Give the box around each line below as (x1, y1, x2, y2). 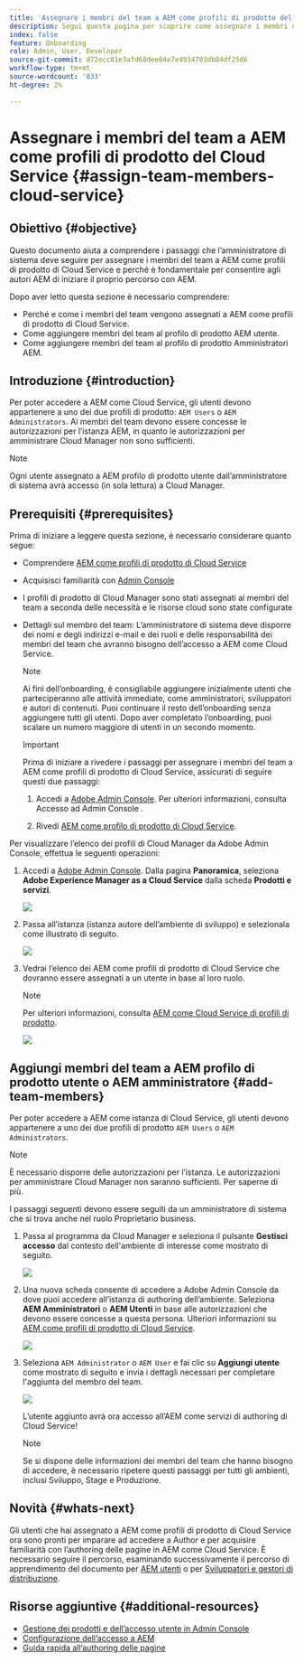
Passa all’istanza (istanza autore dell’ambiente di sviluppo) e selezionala (22, 919, 290, 930)
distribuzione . (9, 1573, 60, 1583)
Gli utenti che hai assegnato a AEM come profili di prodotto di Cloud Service (9, 1525, 291, 1535)
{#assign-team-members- (71, 165, 275, 186)
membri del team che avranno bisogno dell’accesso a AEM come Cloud (22, 639, 289, 650)
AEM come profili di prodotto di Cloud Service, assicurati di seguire (22, 766, 272, 777)
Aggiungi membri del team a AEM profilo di (9, 1060, 255, 1075)
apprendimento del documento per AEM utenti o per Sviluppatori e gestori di (9, 1563, 294, 1573)
